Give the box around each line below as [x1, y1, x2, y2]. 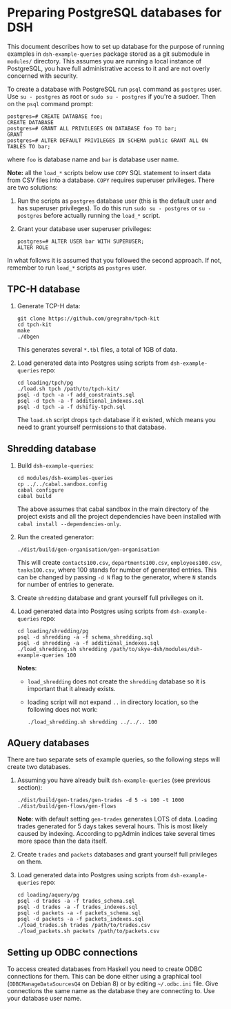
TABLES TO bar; [7, 143, 51, 150]
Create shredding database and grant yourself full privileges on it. [17, 593, 203, 601]
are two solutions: [7, 183, 58, 191]
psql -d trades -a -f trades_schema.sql [17, 898, 135, 905]
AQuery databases [7, 737, 90, 749]
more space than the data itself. [17, 837, 108, 846]
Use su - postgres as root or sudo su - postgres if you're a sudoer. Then [7, 92, 216, 101]
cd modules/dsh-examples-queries [17, 474, 114, 481]
